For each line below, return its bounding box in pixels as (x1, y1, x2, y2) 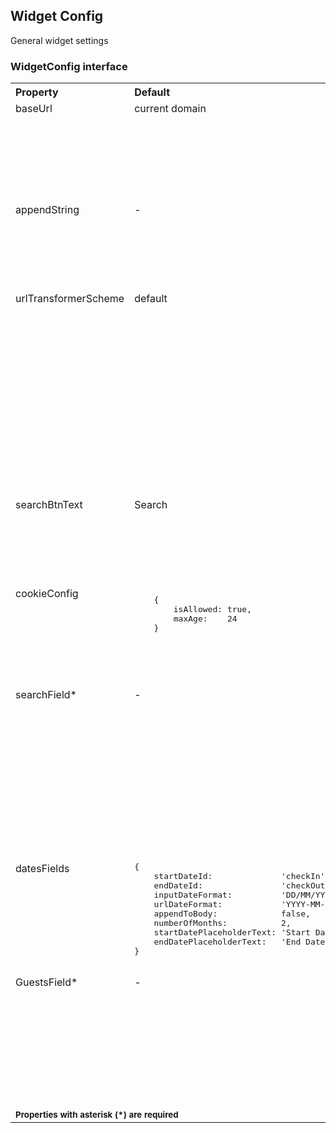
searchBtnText (15, 498, 83, 512)
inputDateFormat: (153, 890, 233, 901)
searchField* (15, 688, 77, 702)
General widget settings (10, 34, 109, 46)
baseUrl (15, 102, 53, 116)
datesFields (15, 862, 70, 876)
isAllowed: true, (173, 604, 253, 615)
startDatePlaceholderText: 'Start (153, 927, 311, 938)
